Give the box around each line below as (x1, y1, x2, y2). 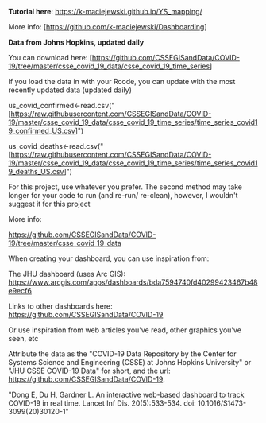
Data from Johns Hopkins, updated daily (8, 37, 145, 47)
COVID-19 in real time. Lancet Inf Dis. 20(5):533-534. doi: (8, 398, 196, 408)
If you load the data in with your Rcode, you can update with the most (8, 77, 236, 86)
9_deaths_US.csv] (8, 167, 67, 176)
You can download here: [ (8, 53, 93, 62)
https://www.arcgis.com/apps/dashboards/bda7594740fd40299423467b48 (8, 277, 258, 287)
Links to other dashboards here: (8, 301, 113, 311)
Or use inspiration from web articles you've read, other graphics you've (8, 325, 242, 335)
